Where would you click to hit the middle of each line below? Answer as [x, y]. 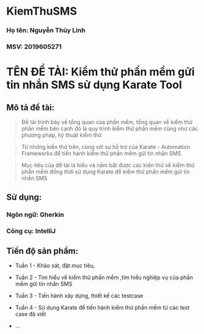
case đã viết [31, 314]
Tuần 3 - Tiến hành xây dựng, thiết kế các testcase [79, 296]
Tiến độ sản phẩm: [42, 251]
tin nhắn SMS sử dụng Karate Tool [94, 85]
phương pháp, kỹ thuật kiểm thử [61, 135]
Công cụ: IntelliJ [31, 231]
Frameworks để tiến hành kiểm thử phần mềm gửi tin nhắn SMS [101, 153]
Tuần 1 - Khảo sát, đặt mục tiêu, [55, 266]
